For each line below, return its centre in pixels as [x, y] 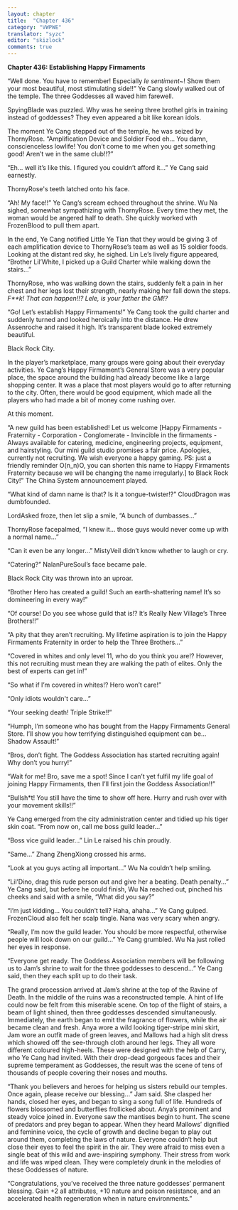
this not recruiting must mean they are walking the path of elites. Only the [115, 663]
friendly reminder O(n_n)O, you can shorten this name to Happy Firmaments [119, 465]
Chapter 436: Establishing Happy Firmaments [76, 67]
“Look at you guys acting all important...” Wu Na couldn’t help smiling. [109, 868]
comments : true [30, 47]
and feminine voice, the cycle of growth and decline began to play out [109, 1132]
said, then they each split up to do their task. [72, 976]
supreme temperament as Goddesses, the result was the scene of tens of [115, 1065]
